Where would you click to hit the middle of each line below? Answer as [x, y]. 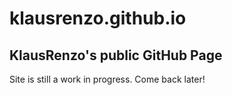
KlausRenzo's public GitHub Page [116, 55]
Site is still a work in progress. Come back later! [107, 79]
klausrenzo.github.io [98, 18]
